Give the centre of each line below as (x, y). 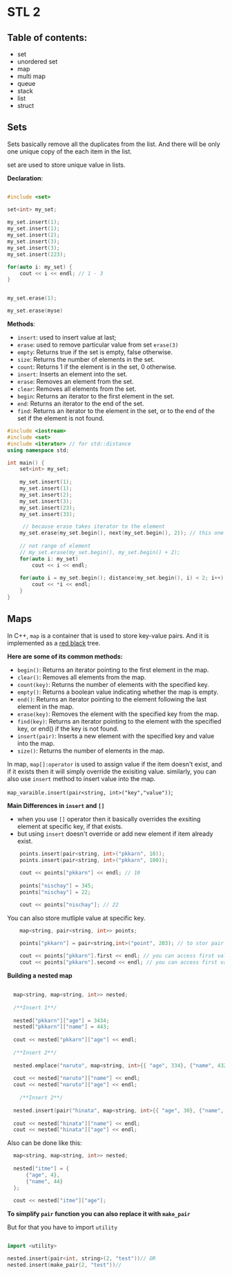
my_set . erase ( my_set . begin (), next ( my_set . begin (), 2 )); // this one (122, 533)
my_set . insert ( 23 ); (48, 508)
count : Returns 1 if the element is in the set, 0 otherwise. (97, 367)
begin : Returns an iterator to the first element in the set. (96, 396)
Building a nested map (40, 975)
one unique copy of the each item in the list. (70, 151)
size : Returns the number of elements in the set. (86, 360)
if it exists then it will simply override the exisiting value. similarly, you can (112, 771)
